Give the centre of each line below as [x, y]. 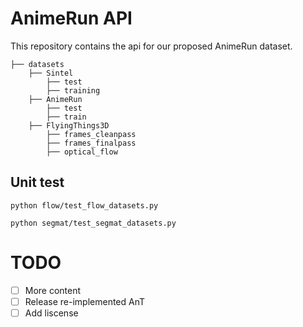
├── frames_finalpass [91, 143]
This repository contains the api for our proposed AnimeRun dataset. [151, 46]
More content [53, 290]
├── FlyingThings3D [69, 125]
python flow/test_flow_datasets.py [84, 205]
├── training [73, 90]
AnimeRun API [71, 18]
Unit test [37, 182]
